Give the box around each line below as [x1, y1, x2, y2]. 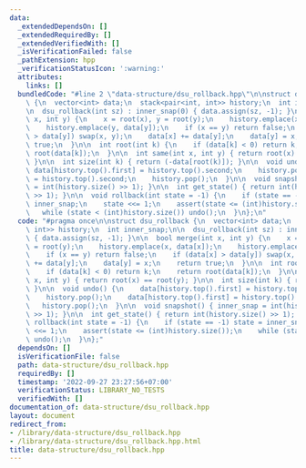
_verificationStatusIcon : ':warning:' [17, 65, 166, 74]
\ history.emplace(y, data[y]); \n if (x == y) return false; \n [25, 124, 296, 133]
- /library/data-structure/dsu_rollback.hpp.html [9, 436, 202, 446]
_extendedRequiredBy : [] [17, 30, 112, 39]
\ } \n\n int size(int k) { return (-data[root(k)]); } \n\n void [25, 157, 283, 167]
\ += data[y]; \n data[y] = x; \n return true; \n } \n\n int [25, 259, 283, 269]
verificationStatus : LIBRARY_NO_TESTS [17, 386, 166, 395]
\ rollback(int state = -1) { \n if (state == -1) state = [25, 318, 262, 328]
